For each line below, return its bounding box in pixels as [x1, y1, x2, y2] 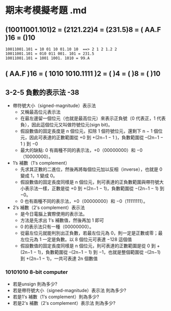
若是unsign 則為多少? [12, 281, 58, 287]
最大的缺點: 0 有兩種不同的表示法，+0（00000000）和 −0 [20, 147, 143, 153]
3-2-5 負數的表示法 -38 [5, 88, 79, 97]
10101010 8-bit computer [5, 269, 68, 276]
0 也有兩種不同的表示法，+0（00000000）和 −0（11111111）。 [20, 198, 148, 204]
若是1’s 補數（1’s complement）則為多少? [12, 294, 99, 300]
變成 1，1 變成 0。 [20, 173, 58, 179]
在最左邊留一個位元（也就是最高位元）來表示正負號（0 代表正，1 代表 [20, 115, 166, 121]
